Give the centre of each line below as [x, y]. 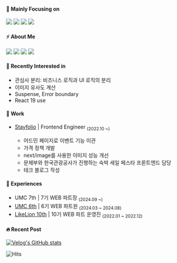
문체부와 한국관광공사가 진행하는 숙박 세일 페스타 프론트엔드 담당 [97, 162]
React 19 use [30, 100]
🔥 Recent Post [24, 229]
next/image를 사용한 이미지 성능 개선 [66, 155]
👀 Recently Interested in [36, 66]
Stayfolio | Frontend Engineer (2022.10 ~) [62, 127]
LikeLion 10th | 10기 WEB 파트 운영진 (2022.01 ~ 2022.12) [79, 215]
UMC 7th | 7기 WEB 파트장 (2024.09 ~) [59, 198]
